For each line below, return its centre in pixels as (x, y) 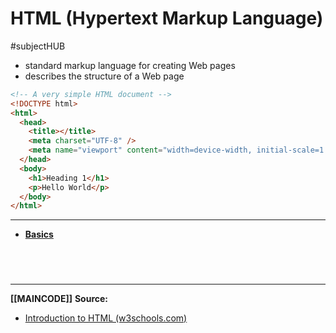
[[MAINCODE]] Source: (59, 298)
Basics (39, 234)
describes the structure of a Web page (104, 76)
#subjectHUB (38, 46)
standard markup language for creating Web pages (130, 65)
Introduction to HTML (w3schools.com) (106, 318)
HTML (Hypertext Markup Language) (167, 18)
